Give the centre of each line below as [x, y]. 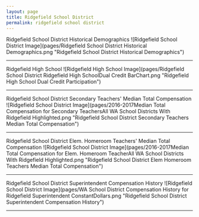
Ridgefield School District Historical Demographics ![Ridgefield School [92, 40]
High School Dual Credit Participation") [54, 82]
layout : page [22, 12]
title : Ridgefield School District [50, 17]
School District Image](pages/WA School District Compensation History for [97, 190]
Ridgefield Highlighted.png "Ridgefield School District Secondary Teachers [98, 118]
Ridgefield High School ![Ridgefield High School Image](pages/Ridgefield [95, 69]
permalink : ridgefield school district [55, 23]
